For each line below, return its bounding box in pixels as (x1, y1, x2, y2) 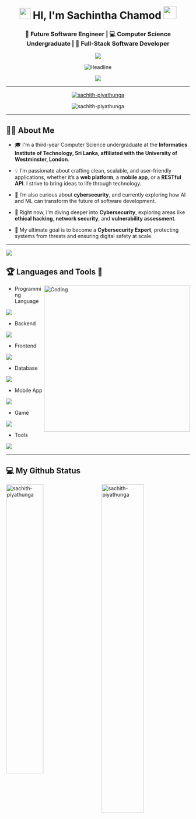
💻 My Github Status (6, 466, 80, 476)
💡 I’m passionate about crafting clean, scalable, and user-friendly (14, 167, 172, 174)
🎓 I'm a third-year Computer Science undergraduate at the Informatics (14, 141, 188, 149)
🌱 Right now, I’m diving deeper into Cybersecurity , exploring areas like (14, 209, 185, 216)
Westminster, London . (14, 156, 70, 163)
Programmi (14, 285, 41, 292)
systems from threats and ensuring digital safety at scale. (14, 233, 153, 240)
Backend (14, 320, 36, 327)
